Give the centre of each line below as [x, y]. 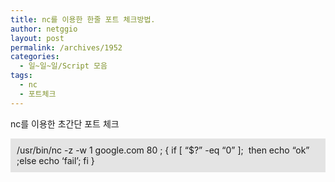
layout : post [37, 38]
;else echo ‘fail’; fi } [55, 160]
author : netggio [44, 29]
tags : [21, 76]
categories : [35, 57]
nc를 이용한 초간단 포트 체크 [65, 123]
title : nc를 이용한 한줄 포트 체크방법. [83, 19]
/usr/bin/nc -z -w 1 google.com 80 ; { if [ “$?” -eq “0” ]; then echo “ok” [163, 150]
